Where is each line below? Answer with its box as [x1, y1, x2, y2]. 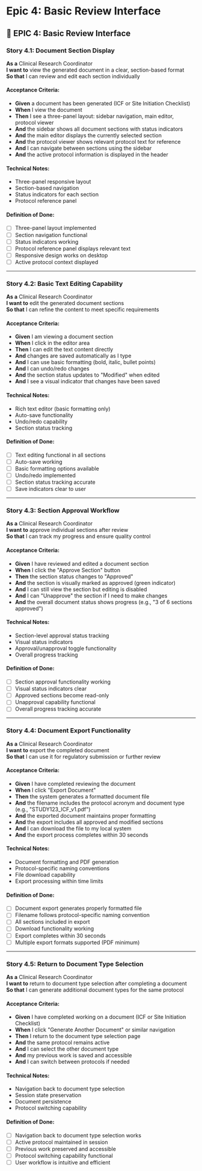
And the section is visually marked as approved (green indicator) [14, 579, 176, 586]
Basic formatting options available [14, 465, 99, 472]
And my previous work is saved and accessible [14, 1052, 132, 1059]
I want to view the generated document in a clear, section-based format [6, 66, 185, 73]
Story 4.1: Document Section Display [6, 46, 115, 55]
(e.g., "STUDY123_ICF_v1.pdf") [14, 805, 91, 813]
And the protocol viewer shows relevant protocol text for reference [14, 138, 181, 146]
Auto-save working [14, 458, 63, 465]
